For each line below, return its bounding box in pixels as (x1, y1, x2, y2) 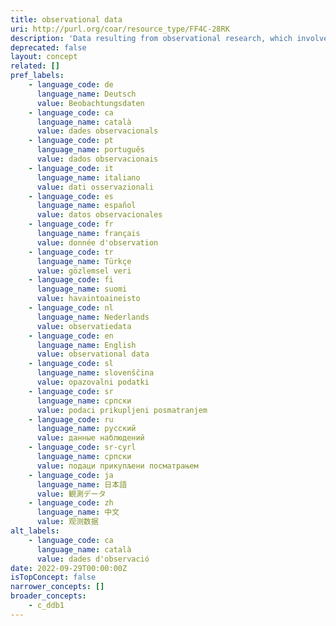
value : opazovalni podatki (36, 377, 150, 387)
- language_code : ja (28, 470, 114, 480)
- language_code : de (28, 80, 114, 90)
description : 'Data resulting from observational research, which (10, 33, 293, 43)
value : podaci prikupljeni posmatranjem (36, 405, 208, 415)
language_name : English (36, 340, 137, 350)
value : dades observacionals (36, 126, 159, 136)
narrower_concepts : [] (10, 582, 105, 592)
